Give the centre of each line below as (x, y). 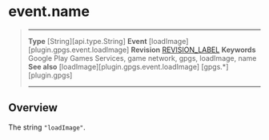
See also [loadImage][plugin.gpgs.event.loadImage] (114, 66)
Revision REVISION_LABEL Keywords (193, 50)
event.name (49, 12)
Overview (33, 108)
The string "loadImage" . (47, 127)
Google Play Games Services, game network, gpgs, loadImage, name (142, 58)
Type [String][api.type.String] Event (87, 41)
